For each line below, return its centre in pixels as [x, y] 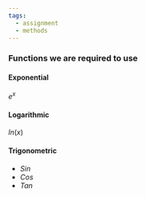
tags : [17, 16]
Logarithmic [29, 114]
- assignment [37, 23]
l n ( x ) [16, 132]
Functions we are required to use [73, 58]
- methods [32, 30]
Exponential [29, 77]
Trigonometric [33, 150]
